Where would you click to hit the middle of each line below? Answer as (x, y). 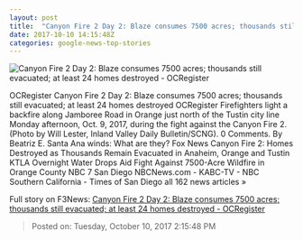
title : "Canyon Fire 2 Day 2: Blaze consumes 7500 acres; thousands (143, 26)
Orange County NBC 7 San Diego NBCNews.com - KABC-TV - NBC (134, 172)
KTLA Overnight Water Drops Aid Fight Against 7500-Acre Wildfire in (137, 162)
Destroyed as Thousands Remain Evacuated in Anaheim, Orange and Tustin (150, 153)
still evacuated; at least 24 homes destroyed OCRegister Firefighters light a (149, 106)
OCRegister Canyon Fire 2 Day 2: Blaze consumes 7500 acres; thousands (146, 96)
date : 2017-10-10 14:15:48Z (62, 34)
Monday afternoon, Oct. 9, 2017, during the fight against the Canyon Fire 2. (148, 125)
